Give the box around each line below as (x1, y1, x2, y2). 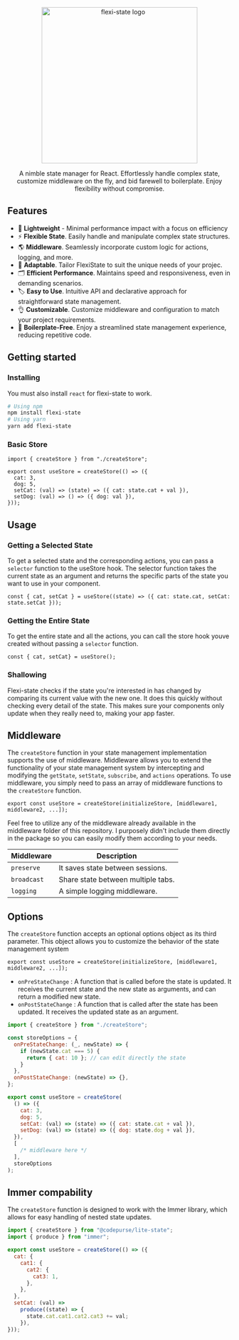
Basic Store (7, 439, 48, 449)
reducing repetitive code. (17, 331, 92, 339)
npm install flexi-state (7, 409, 81, 417)
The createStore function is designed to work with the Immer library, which (7, 1205, 228, 1214)
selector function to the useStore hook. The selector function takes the (7, 564, 217, 573)
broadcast (11, 875, 44, 884)
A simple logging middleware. (58, 886, 158, 896)
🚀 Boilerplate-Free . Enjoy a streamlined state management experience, (17, 323, 227, 331)
